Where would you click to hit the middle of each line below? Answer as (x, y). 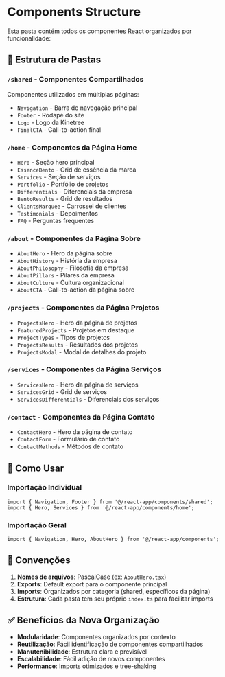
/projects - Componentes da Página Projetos (83, 308)
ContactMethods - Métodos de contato (70, 446)
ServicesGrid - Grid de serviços (62, 391)
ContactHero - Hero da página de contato (75, 432)
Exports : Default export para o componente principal (92, 584)
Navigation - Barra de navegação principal (77, 108)
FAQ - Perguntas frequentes (56, 220)
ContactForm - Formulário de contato (68, 439)
